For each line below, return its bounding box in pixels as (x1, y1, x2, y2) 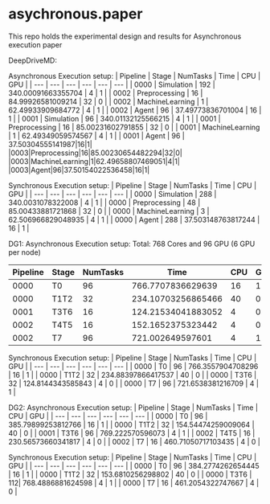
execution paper (8, 39, 63, 49)
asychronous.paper (8, 5, 143, 23)
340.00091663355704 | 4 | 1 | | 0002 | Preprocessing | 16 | (8, 88, 203, 97)
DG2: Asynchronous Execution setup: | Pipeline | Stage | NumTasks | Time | (8, 403, 259, 412)
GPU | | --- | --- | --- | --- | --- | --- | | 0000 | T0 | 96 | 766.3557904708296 (8, 361, 259, 371)
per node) (8, 247, 42, 257)
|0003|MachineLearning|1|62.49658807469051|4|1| (8, 156, 181, 166)
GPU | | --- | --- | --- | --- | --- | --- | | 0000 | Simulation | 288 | (8, 189, 217, 199)
